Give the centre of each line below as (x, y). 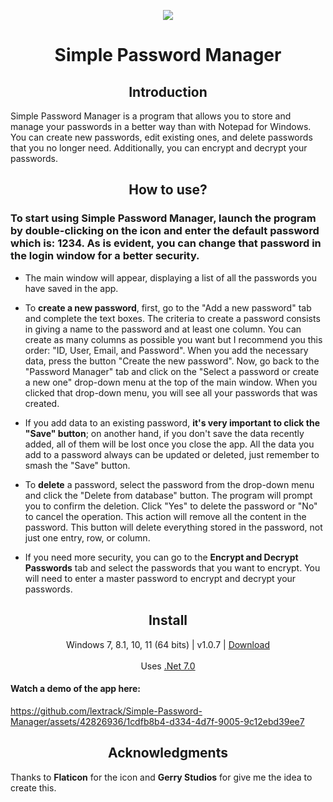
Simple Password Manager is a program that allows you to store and (151, 116)
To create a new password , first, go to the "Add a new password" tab (168, 307)
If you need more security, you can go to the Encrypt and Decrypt (161, 557)
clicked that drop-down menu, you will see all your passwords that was (171, 392)
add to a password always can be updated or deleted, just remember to (172, 454)
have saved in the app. (71, 288)
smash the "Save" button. (77, 465)
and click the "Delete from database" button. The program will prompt (168, 495)
